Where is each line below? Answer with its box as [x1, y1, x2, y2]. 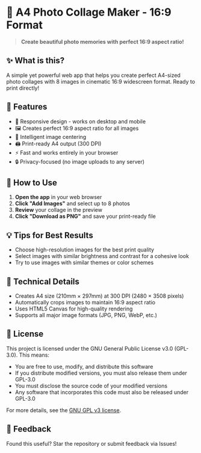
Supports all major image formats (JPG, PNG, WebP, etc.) [14, 312, 158, 318]
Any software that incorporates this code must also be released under [14, 388, 188, 396]
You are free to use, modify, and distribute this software [14, 363, 153, 370]
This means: [19, 351, 50, 359]
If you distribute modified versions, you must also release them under [14, 369, 188, 377]
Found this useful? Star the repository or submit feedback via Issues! [6, 440, 177, 447]
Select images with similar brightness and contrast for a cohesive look [14, 253, 190, 260]
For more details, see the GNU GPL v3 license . [6, 406, 122, 414]
